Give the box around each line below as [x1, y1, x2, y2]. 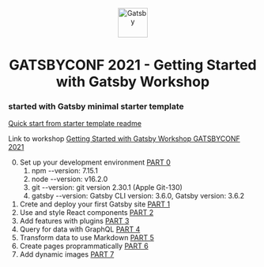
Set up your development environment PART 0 [19, 158, 172, 167]
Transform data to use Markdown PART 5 [19, 233, 154, 243]
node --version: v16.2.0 [31, 174, 108, 184]
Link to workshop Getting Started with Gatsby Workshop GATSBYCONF [8, 134, 241, 143]
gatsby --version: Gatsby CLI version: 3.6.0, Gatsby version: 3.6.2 [31, 191, 245, 201]
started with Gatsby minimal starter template [8, 101, 184, 112]
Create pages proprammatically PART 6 [19, 241, 149, 251]
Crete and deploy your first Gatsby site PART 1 [19, 199, 171, 209]
